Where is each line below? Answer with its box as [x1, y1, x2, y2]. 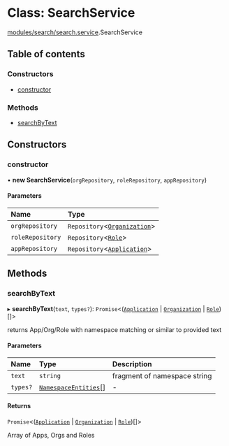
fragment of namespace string [112, 371, 212, 380]
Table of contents [7, 48, 85, 60]
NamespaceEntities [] [39, 382, 106, 392]
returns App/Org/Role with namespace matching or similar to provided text [7, 325, 222, 333]
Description [112, 359, 152, 368]
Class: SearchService [7, 5, 135, 21]
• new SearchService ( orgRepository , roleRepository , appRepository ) [7, 175, 207, 184]
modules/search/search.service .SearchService [7, 28, 143, 36]
